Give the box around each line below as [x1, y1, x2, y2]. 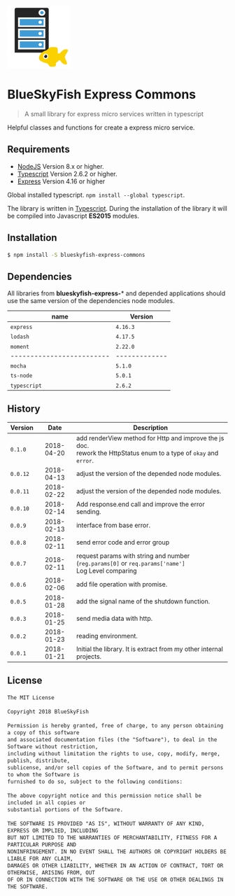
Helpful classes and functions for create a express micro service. [7, 123, 195, 132]
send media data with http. [76, 615, 152, 623]
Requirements [7, 143, 70, 155]
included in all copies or [7, 799, 86, 806]
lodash [10, 333, 29, 341]
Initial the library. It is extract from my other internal [76, 645, 224, 653]
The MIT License [7, 694, 55, 701]
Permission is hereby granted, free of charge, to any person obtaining [7, 722, 224, 729]
